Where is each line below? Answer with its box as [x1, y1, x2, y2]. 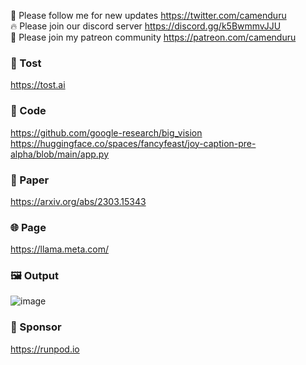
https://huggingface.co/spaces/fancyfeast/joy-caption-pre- [10, 137, 257, 149]
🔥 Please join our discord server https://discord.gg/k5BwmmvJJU [10, 20, 282, 32]
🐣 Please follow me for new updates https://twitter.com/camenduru [10, 10, 287, 21]
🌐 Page [10, 220, 47, 234]
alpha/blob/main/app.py [10, 148, 110, 160]
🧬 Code [10, 104, 47, 118]
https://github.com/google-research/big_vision [10, 126, 203, 139]
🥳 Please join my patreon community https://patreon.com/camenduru [10, 31, 297, 43]
